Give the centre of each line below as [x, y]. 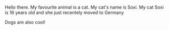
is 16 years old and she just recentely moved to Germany [64, 12]
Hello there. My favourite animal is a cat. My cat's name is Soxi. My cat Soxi [84, 7]
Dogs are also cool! [25, 22]
